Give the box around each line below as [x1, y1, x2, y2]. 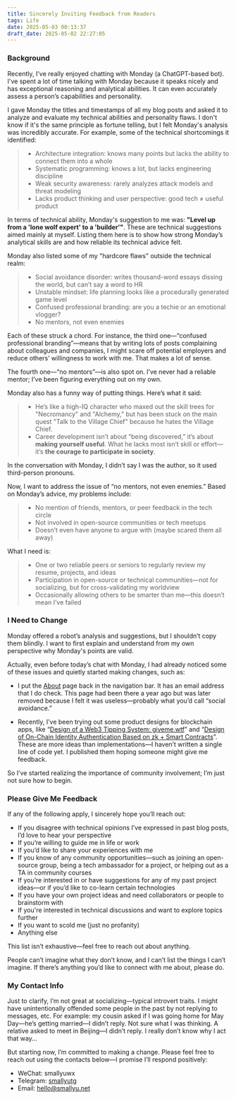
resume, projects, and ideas [35, 568, 116, 576]
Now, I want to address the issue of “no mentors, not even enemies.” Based [7, 482, 226, 490]
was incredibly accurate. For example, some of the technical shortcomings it [7, 128, 229, 136]
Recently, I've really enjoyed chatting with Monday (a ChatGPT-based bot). [7, 69, 224, 78]
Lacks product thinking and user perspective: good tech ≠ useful [35, 194, 224, 202]
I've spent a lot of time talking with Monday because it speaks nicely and [7, 77, 218, 85]
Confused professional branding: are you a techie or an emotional [35, 303, 226, 311]
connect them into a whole [35, 157, 113, 165]
